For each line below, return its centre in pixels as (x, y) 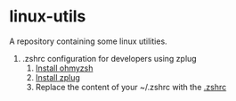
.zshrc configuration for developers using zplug (110, 58)
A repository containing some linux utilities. (88, 41)
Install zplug (57, 77)
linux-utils (48, 17)
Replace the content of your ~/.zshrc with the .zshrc (131, 87)
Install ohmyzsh (64, 68)
